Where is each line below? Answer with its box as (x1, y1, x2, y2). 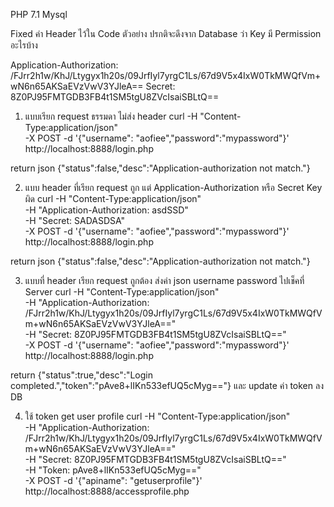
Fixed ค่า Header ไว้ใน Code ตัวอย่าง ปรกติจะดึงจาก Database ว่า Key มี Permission (10, 28, 322, 39)
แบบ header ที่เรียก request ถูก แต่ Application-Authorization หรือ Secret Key (24, 182, 323, 193)
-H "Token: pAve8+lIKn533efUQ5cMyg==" (24, 464, 202, 476)
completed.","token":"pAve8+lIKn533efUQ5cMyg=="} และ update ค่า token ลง (10, 380, 324, 391)
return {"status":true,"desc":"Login (10, 369, 153, 381)
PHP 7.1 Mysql (10, 9, 68, 20)
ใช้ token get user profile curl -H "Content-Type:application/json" (24, 410, 291, 422)
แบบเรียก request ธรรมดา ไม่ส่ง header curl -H (24, 110, 198, 122)
